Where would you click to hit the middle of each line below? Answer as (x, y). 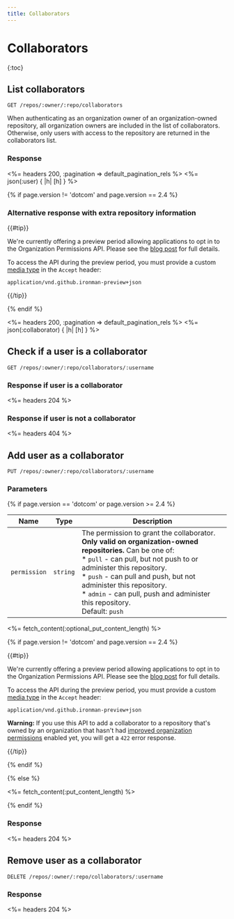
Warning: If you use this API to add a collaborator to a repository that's (109, 723)
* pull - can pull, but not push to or (140, 559)
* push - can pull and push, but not (139, 577)
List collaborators (46, 89)
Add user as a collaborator (65, 455)
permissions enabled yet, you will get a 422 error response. (92, 738)
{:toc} (15, 68)
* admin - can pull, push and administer (146, 594)
